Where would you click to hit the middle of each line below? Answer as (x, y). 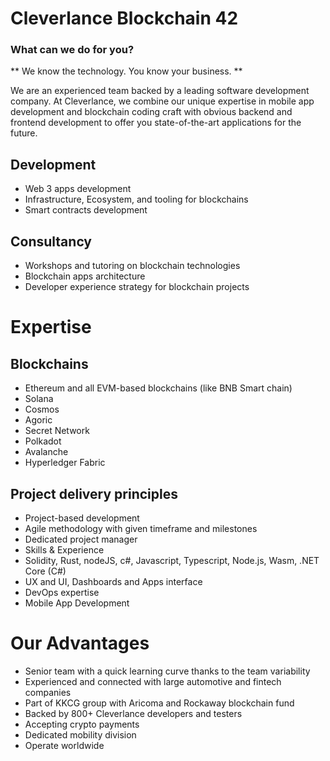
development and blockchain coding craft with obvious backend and (151, 112)
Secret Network (57, 431)
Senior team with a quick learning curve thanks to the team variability (167, 671)
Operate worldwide (64, 745)
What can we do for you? (72, 50)
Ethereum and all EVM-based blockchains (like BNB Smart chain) (158, 388)
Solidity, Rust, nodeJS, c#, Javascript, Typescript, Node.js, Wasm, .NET (172, 560)
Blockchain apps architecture (85, 276)
